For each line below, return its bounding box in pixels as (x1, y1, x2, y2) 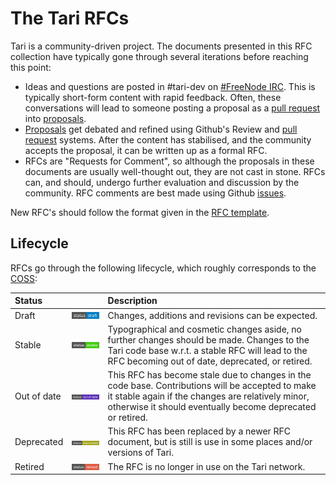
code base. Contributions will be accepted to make (107, 380, 317, 391)
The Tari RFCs (10, 7, 130, 30)
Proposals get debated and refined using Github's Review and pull (24, 123, 298, 135)
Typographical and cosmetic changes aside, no (107, 323, 302, 335)
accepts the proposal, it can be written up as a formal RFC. (24, 144, 268, 156)
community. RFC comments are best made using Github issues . (24, 187, 287, 199)
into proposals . (24, 112, 87, 124)
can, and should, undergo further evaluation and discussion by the (24, 176, 300, 188)
